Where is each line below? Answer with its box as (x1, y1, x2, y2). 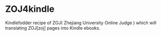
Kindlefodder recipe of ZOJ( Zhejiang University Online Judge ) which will (5, 20, 157, 26)
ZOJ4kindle (5, 3, 55, 15)
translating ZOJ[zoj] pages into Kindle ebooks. (5, 25, 101, 31)
